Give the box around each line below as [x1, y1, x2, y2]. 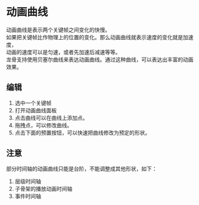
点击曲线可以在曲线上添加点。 [14, 114, 88, 121]
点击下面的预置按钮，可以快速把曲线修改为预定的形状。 [14, 129, 150, 136]
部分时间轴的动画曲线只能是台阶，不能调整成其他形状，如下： [6, 165, 157, 172]
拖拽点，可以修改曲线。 [14, 121, 72, 128]
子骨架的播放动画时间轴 [14, 185, 72, 192]
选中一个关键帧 [14, 99, 52, 106]
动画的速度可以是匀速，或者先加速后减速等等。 [6, 48, 121, 55]
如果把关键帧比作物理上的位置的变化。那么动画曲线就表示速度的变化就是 [6, 33, 183, 40]
